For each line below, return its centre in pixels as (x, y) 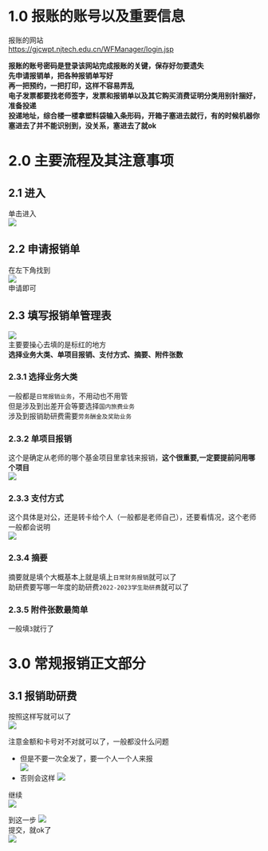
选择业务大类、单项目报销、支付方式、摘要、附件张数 (96, 354)
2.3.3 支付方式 (36, 498)
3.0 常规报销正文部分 (77, 664)
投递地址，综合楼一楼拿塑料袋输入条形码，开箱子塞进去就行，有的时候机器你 (134, 115)
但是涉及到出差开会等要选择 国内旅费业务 (72, 406)
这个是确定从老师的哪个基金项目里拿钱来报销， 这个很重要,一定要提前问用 (128, 457)
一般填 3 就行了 (31, 629)
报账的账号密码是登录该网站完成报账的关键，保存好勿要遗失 (106, 66)
